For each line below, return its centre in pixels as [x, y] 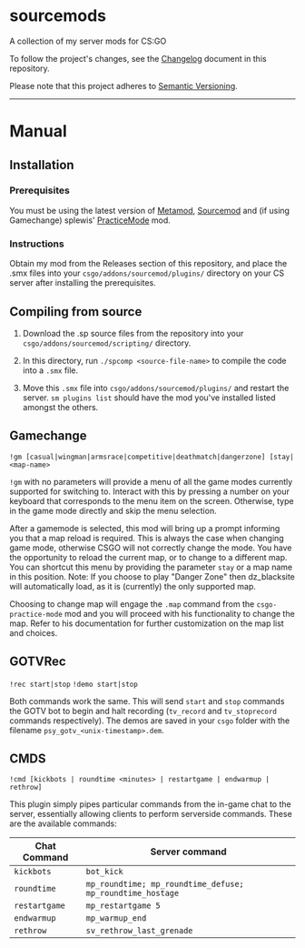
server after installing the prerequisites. [83, 283]
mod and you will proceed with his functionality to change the [180, 613]
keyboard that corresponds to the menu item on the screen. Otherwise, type [152, 500]
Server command [188, 852]
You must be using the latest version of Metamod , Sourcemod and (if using [150, 210]
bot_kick [105, 872]
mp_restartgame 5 [123, 906]
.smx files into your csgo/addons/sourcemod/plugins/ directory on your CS [147, 273]
